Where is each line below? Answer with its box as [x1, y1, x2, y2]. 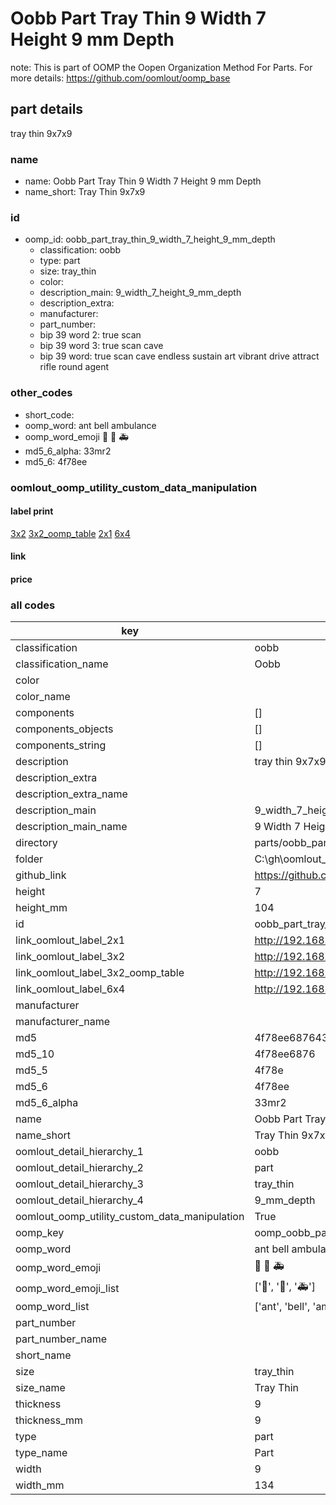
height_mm [15, 901, 68, 915]
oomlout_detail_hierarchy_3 [15, 1177, 144, 1191]
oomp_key [15, 1226, 65, 1240]
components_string [15, 738, 107, 752]
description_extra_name [15, 787, 128, 801]
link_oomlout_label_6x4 [15, 982, 126, 996]
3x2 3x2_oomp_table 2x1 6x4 [10, 527, 131, 539]
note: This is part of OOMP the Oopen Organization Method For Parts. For [10, 61, 313, 73]
